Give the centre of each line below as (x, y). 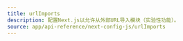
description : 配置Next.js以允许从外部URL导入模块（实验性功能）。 (93, 20)
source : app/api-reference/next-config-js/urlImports (87, 26)
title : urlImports (34, 14)
